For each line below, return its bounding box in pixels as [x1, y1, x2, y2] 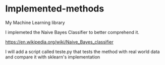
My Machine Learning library [5, 19, 65, 25]
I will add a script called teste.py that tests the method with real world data [5, 48, 160, 54]
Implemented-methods [5, 3, 104, 14]
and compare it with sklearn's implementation [5, 53, 100, 60]
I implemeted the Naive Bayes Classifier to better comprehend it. [5, 29, 140, 35]
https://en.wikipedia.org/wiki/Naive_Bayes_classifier [5, 38, 114, 45]
